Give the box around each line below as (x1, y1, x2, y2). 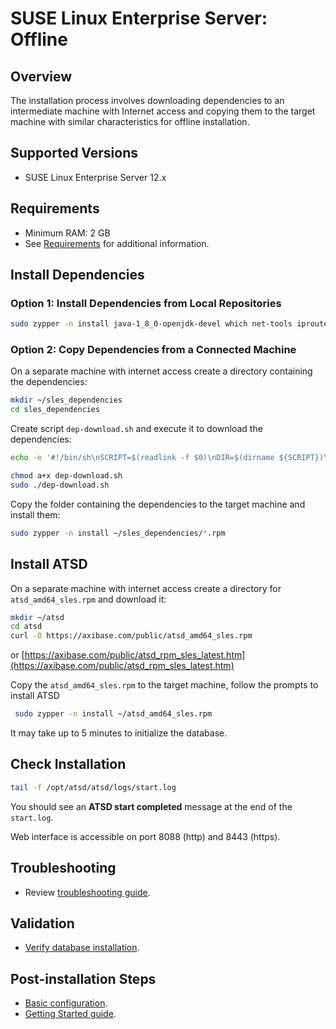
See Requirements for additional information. (24, 237, 210, 249)
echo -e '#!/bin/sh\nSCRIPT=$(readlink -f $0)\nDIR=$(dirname (10, 453, 275, 463)
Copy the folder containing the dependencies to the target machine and (10, 498, 306, 510)
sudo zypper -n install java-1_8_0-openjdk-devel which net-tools (10, 319, 293, 329)
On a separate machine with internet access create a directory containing (10, 365, 313, 377)
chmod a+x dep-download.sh (10, 471, 123, 481)
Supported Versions (10, 145, 138, 162)
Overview (10, 68, 73, 85)
